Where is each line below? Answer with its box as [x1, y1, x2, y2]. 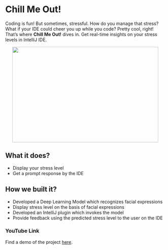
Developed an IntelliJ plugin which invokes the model [12, 209, 124, 215]
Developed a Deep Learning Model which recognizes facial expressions [12, 199, 163, 205]
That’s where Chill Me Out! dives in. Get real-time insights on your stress [5, 31, 157, 37]
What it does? [5, 151, 50, 160]
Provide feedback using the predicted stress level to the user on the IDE [12, 215, 163, 221]
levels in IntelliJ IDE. [5, 37, 47, 43]
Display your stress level [12, 164, 64, 171]
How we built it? [5, 185, 57, 194]
